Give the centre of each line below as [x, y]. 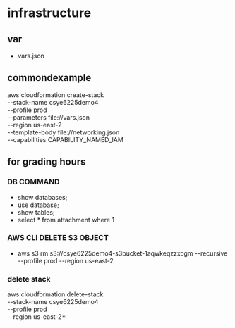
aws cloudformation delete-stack [55, 294]
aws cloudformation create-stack [56, 95]
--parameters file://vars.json [49, 117]
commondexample [49, 78]
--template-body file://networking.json [64, 132]
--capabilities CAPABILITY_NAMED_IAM [65, 139]
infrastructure [49, 13]
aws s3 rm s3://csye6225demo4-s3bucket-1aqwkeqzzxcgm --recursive [122, 253]
